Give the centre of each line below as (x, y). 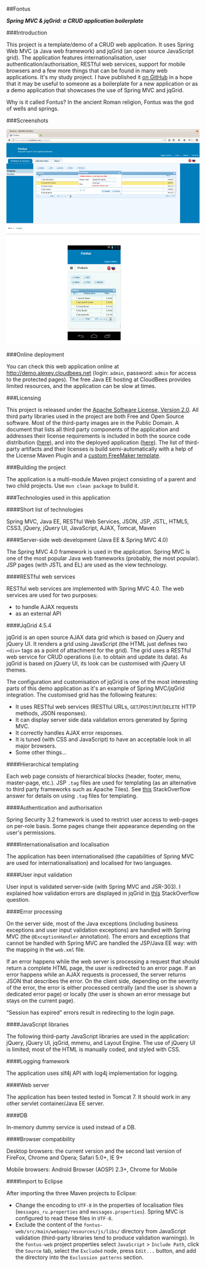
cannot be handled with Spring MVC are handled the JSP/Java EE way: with (102, 943)
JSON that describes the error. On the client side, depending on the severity (102, 981)
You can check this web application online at (63, 366)
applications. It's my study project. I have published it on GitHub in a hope (100, 77)
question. (18, 900)
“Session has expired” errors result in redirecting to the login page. (91, 1013)
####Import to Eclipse (35, 1182)
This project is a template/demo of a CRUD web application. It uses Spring (100, 45)
